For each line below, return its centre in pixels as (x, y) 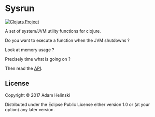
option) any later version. (30, 109)
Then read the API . (24, 68)
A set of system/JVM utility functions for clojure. (53, 31)
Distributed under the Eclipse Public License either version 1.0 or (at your (77, 104)
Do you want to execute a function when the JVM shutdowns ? (67, 40)
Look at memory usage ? (30, 50)
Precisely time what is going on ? (38, 59)
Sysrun (20, 8)
